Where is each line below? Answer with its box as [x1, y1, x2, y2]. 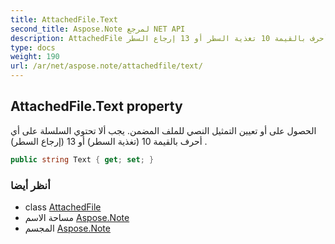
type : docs [10, 42, 56, 53]
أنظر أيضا [10, 178, 51, 192]
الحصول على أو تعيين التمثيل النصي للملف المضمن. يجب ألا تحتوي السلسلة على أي [10, 124, 317, 136]
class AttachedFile [24, 201, 102, 213]
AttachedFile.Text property [10, 98, 183, 115]
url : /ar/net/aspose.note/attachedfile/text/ [10, 61, 203, 71]
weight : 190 [10, 52, 60, 62]
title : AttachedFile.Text [10, 14, 118, 25]
